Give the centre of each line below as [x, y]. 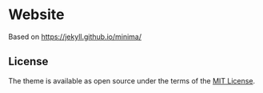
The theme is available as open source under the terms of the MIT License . [132, 80]
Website [36, 15]
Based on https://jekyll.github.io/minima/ [75, 37]
